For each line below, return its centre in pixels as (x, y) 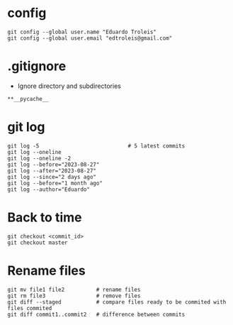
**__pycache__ (28, 99)
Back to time (45, 217)
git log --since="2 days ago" (52, 177)
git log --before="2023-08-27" (53, 165)
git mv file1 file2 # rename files (74, 290)
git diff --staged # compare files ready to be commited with (117, 302)
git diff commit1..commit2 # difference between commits (96, 314)
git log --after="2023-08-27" (52, 171)
